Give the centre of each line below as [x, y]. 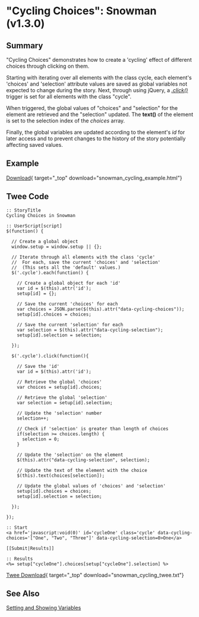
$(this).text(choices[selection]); [61, 476]
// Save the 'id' [38, 366]
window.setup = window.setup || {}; [57, 247]
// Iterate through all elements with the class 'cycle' [83, 257]
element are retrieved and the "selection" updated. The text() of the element [100, 114]
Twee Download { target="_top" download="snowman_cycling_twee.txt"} [95, 575]
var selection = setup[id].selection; [65, 402]
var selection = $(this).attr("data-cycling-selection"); [90, 330]
